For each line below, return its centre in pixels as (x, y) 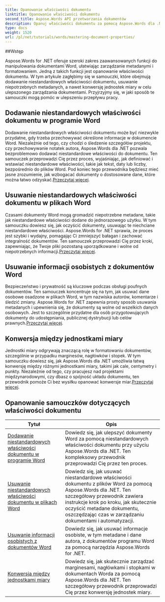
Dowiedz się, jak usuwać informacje (107, 529)
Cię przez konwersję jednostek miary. (109, 592)
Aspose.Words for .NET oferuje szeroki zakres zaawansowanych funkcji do (81, 61)
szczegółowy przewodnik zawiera (104, 496)
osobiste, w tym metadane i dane (103, 534)
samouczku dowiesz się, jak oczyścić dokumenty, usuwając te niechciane (80, 225)
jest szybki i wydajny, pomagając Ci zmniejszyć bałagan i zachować (74, 236)
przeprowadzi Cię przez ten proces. (106, 463)
